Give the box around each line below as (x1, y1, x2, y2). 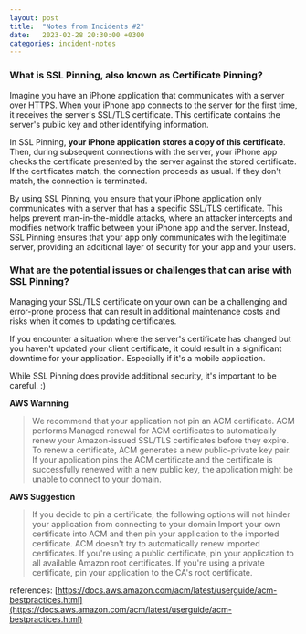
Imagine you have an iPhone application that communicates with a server (9, 89, 285, 100)
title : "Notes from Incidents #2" (9, 22, 145, 31)
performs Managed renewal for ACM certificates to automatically (31, 425, 277, 436)
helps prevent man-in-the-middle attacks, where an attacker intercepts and (9, 212, 293, 223)
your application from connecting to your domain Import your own (31, 518, 280, 529)
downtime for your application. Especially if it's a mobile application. (9, 352, 266, 363)
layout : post (9, 13, 59, 23)
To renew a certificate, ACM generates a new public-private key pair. (31, 444, 291, 455)
